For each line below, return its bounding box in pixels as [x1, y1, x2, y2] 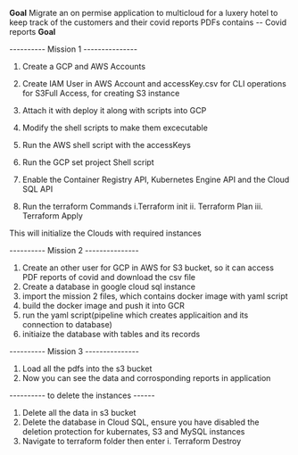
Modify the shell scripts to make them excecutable [21, 122, 208, 133]
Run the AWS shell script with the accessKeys [21, 140, 192, 150]
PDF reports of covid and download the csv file [21, 272, 196, 282]
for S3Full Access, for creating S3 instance [21, 88, 180, 98]
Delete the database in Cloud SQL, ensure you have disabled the [21, 417, 261, 427]
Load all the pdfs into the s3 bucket [21, 363, 153, 374]
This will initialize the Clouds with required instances [9, 227, 203, 238]
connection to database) [21, 319, 113, 329]
